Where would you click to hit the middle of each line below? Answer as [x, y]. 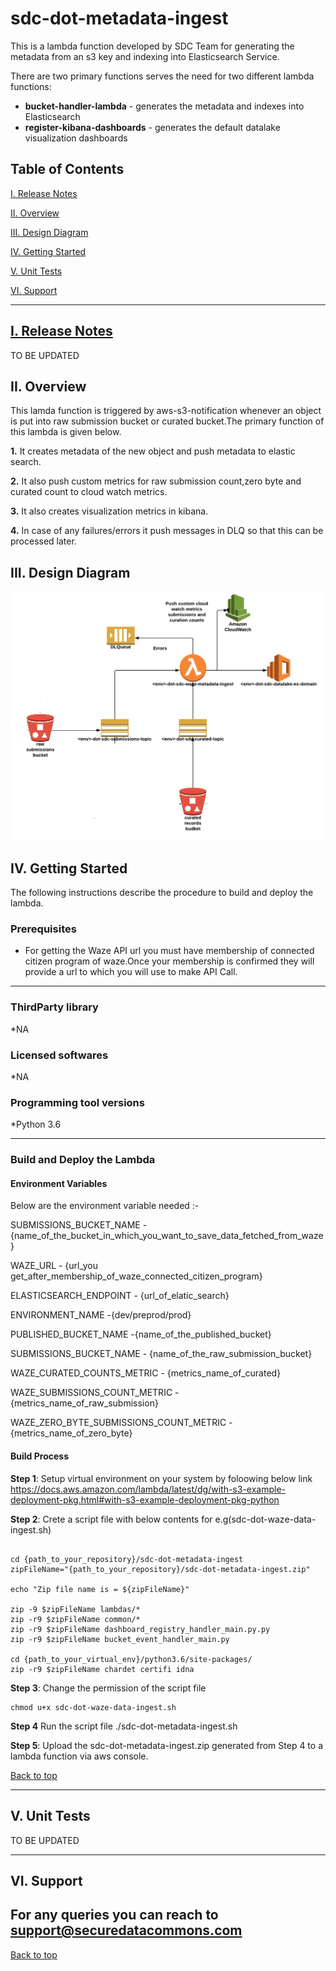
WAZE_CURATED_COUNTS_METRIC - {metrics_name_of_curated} [146, 1373]
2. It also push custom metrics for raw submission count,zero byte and [156, 481]
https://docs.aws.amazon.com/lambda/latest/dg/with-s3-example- [148, 1489]
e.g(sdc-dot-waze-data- [265, 1519]
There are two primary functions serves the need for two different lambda [162, 76]
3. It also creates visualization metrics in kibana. [109, 511]
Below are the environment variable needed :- [105, 1206]
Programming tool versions [77, 1102]
